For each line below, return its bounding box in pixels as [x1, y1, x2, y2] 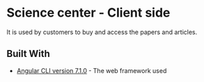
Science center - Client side [6, 5, 171, 21]
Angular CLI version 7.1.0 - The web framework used [16, 66, 167, 74]
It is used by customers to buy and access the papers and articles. [6, 28, 198, 36]
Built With [6, 48, 50, 60]
